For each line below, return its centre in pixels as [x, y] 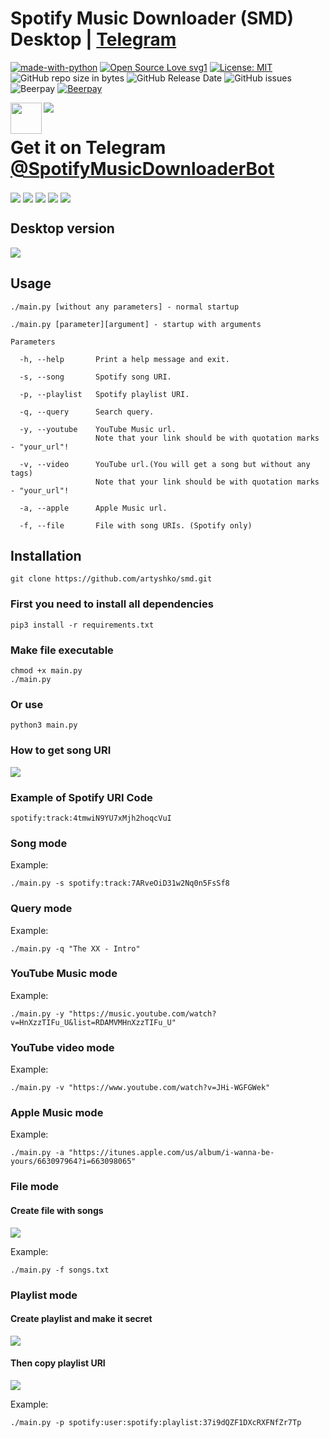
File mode [35, 1187]
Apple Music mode [57, 1113]
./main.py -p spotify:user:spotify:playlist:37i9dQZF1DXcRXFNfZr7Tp [156, 1422]
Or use [27, 704]
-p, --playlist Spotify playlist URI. [104, 394]
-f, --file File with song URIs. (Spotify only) [136, 525]
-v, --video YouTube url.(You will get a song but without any [165, 464]
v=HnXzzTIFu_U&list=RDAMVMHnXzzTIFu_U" [93, 1022]
